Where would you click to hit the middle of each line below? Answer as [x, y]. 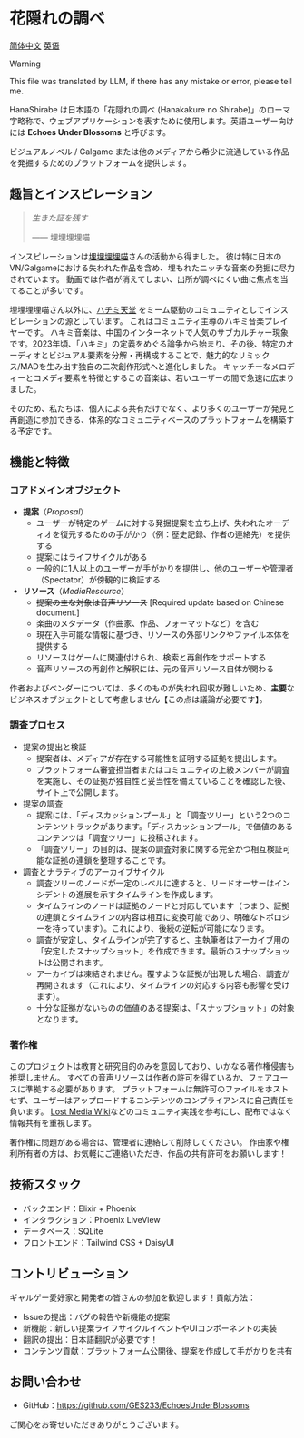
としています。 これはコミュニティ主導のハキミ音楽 [168, 321]
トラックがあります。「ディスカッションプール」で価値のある [180, 826]
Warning [25, 64]
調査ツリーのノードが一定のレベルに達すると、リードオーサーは [155, 883]
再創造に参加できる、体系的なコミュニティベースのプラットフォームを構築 [148, 419]
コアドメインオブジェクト [65, 491]
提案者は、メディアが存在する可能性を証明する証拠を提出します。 [159, 758]
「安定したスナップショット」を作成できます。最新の [135, 951]
